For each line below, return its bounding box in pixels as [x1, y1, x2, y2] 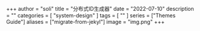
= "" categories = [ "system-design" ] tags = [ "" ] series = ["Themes [6, 12, 176, 19]
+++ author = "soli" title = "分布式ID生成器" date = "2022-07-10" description [6, 5, 194, 12]
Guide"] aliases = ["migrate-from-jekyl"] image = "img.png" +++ [6, 18, 165, 25]
